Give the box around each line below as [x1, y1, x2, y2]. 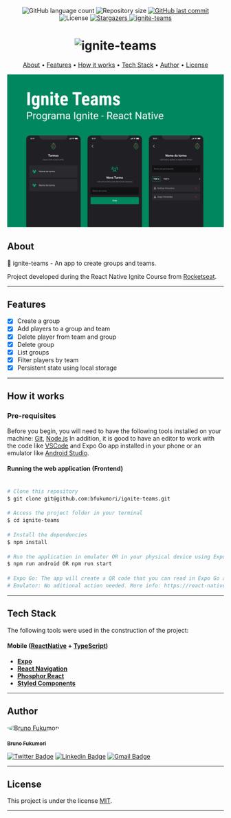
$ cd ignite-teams [7, 517, 60, 524]
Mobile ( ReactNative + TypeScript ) [7, 642, 109, 650]
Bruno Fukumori [7, 740, 47, 747]
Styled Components [16, 679, 76, 687]
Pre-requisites [7, 411, 56, 421]
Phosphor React [16, 671, 65, 680]
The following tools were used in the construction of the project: [7, 626, 189, 634]
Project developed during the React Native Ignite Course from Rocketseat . [7, 272, 217, 280]
